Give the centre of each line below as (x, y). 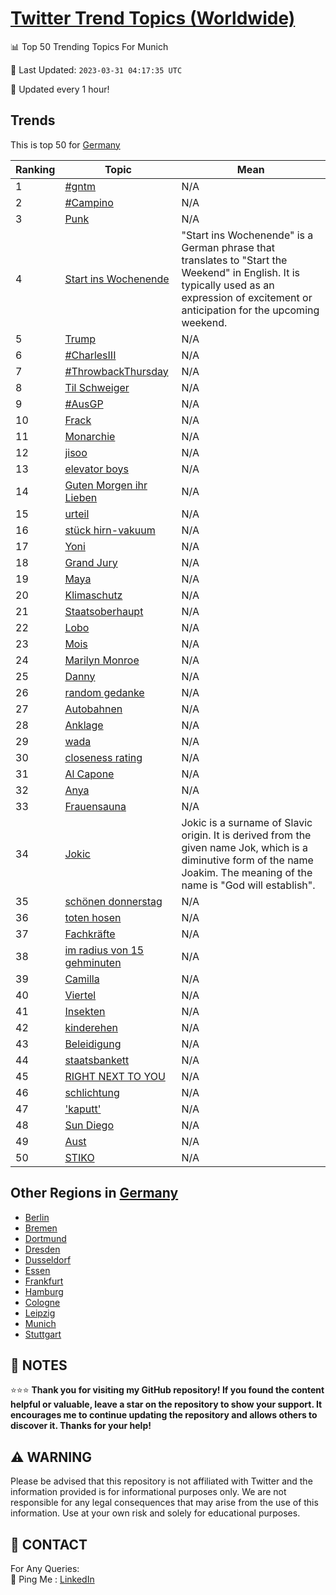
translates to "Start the (234, 260)
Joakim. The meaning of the (247, 872)
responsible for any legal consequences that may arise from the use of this (164, 1503)
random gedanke (104, 692)
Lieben (81, 497)
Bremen (41, 1228)
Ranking (35, 169)
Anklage (84, 725)
